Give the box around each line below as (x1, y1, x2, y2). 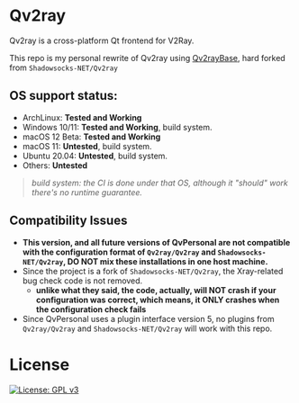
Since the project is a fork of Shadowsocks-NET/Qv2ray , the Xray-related (22, 265, 284, 276)
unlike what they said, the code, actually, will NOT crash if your (35, 284, 276, 295)
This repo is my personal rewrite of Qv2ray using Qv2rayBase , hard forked (9, 52, 285, 63)
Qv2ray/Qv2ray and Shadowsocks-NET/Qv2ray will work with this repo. (22, 323, 273, 334)
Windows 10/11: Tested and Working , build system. (22, 121, 213, 132)
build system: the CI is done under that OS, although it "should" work (31, 177, 288, 188)
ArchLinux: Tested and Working (22, 112, 142, 122)
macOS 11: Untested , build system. (22, 140, 152, 151)
